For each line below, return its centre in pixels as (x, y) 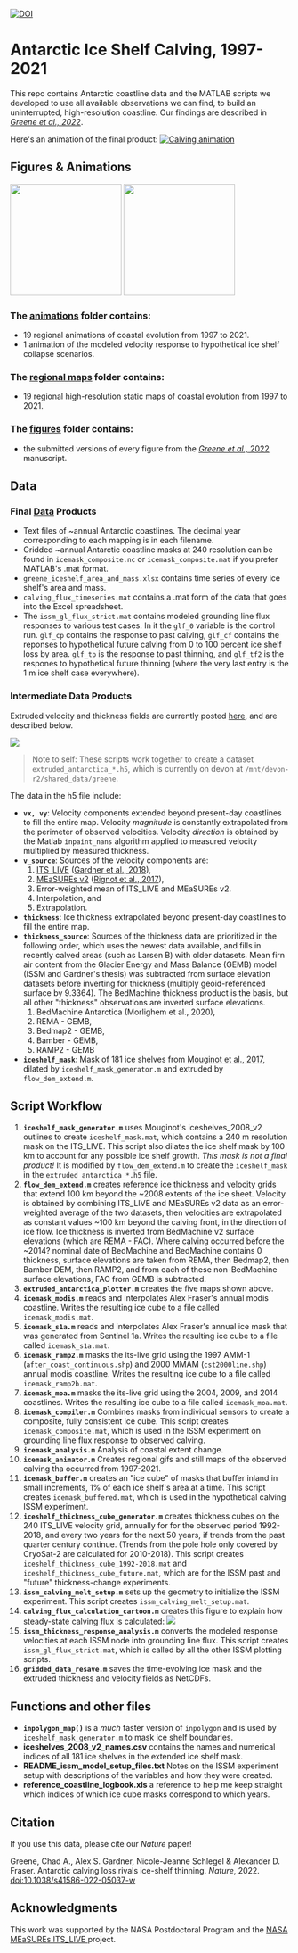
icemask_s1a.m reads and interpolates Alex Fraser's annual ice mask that (155, 1327)
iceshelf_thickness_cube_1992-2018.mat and (105, 1564)
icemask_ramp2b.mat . (60, 1384)
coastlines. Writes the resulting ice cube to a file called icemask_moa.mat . (155, 1403)
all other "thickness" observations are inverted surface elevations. (144, 1002)
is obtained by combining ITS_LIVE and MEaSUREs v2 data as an (142, 1204)
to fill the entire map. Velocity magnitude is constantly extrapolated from (155, 822)
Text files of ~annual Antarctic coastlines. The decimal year (132, 531)
